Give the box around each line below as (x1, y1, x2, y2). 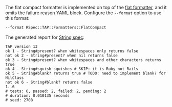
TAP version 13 (5, 44, 38, 49)
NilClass (5, 75, 24, 81)
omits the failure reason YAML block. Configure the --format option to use (5, 10, 162, 16)
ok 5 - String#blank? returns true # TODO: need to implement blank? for (5, 71, 166, 76)
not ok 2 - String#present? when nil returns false (5, 53, 118, 58)
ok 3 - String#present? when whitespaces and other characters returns (5, 57, 161, 63)
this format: (5, 15, 30, 21)
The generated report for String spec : (5, 34, 84, 40)
